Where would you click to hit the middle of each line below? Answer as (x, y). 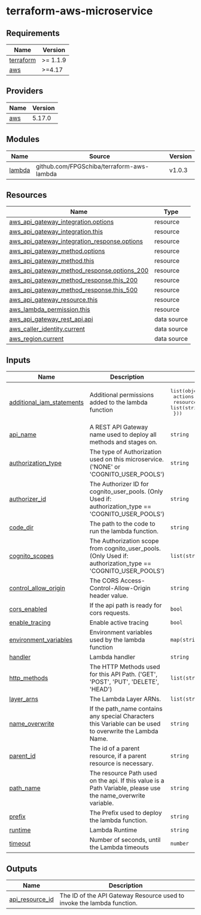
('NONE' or (105, 467)
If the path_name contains (126, 709)
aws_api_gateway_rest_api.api (51, 319)
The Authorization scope (124, 541)
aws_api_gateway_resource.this (54, 300)
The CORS (104, 581)
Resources (27, 195)
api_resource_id (31, 899)
